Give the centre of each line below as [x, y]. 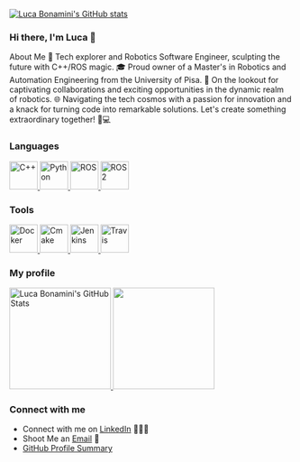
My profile [32, 273]
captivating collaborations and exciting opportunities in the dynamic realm [147, 89]
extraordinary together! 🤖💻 [60, 120]
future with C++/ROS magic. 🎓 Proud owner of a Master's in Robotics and [148, 67]
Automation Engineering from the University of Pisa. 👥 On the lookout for [144, 80]
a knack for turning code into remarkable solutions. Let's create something [148, 109]
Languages [35, 146]
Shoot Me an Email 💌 [61, 439]
